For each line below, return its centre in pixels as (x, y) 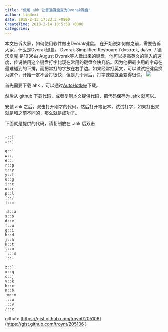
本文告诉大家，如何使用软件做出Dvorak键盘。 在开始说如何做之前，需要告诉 (83, 44)
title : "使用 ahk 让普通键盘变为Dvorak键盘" (48, 10)
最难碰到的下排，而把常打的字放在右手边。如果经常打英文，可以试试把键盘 (82, 69)
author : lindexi (22, 15)
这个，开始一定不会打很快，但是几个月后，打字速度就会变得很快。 (77, 75)
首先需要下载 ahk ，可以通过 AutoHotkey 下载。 (53, 85)
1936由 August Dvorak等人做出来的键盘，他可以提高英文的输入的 (91, 56)
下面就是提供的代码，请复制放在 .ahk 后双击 (50, 124)
